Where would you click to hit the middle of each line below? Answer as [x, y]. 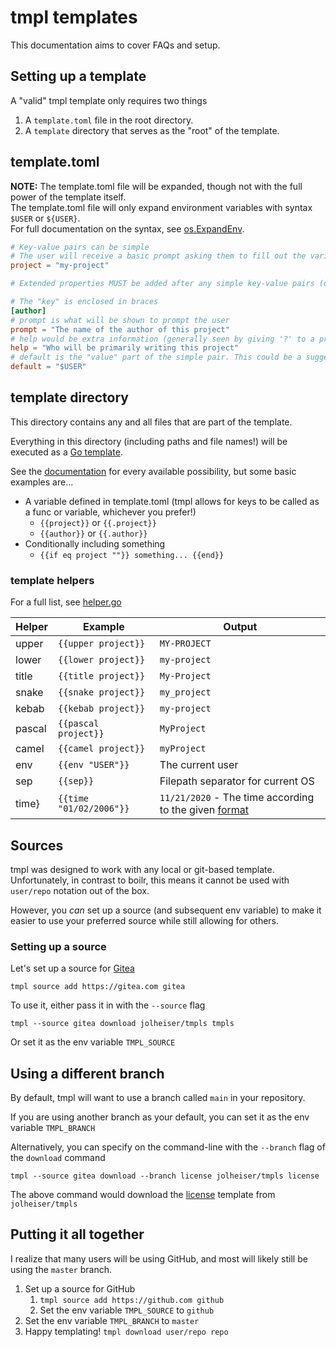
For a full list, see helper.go [66, 602]
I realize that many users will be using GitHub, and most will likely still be [159, 1258]
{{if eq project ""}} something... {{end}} [132, 555]
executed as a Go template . [66, 452]
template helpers [52, 580]
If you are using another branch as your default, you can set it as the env [160, 1117]
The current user [199, 765]
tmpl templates [74, 17]
